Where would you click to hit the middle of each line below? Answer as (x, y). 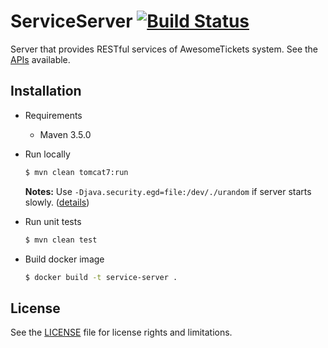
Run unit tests (53, 221)
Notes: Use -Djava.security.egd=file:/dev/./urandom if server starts (168, 191)
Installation (46, 91)
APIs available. (40, 59)
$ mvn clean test (61, 240)
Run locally (47, 154)
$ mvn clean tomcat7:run (76, 172)
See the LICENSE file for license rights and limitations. (121, 332)
